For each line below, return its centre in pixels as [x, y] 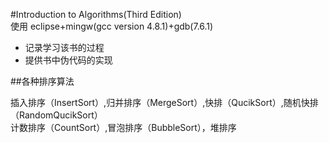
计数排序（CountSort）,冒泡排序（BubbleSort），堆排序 [123, 127]
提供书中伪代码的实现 [68, 60]
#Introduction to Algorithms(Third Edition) [96, 14]
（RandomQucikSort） [56, 115]
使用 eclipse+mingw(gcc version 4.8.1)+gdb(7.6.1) [112, 26]
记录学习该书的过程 [64, 47]
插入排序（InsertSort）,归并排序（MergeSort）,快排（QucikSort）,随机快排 [164, 102]
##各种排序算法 [42, 81]
